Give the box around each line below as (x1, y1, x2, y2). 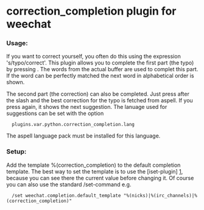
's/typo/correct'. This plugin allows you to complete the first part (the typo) (6, 59, 194, 66)
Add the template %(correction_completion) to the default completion (6, 161, 181, 169)
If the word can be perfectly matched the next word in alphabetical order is (6, 72, 194, 80)
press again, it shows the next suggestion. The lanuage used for (6, 103, 167, 111)
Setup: (6, 147, 27, 156)
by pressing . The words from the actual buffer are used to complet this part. (6, 66, 199, 73)
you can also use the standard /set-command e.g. (6, 181, 132, 188)
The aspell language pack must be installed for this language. (6, 132, 161, 139)
